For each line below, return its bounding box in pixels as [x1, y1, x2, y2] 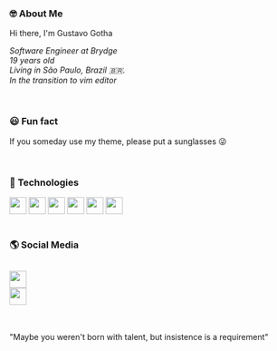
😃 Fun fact [9, 115, 59, 128]
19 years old [9, 55, 55, 66]
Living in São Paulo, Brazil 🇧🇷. [9, 64, 126, 75]
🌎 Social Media [9, 239, 80, 251]
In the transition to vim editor [9, 75, 118, 86]
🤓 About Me [9, 7, 63, 20]
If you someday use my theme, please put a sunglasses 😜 [9, 135, 227, 147]
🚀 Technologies [9, 176, 80, 189]
